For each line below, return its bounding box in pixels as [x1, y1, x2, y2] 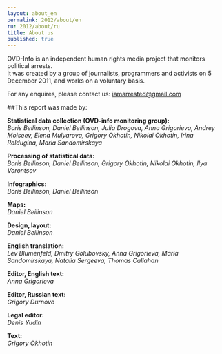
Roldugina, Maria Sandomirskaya [7, 138, 102, 147]
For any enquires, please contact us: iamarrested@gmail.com [7, 90, 181, 98]
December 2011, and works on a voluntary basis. [7, 76, 145, 85]
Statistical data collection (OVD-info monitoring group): [7, 116, 170, 125]
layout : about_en [7, 10, 57, 17]
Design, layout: [7, 221, 52, 229]
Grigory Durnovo [7, 298, 55, 306]
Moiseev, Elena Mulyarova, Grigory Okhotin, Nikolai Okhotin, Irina [7, 132, 194, 140]
